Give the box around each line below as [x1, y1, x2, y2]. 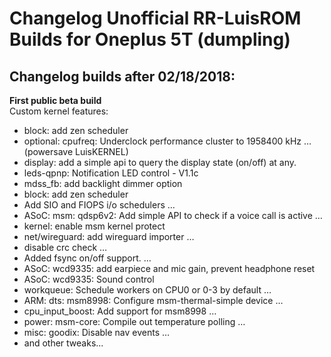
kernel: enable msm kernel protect [23, 220, 166, 232]
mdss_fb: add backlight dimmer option [23, 178, 183, 189]
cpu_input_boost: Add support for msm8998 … [23, 305, 217, 317]
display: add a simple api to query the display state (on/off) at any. [23, 157, 297, 168]
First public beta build [9, 95, 102, 106]
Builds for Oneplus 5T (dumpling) [9, 28, 291, 51]
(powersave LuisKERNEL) [23, 146, 129, 157]
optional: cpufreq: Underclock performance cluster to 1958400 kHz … [23, 135, 312, 147]
